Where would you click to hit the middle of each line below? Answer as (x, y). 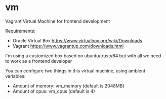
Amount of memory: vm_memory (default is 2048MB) (69, 86)
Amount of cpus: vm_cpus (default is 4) (54, 91)
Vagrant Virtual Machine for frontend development (58, 21)
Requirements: (20, 31)
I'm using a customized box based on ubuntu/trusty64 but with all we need (83, 56)
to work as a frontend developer (39, 61)
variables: (15, 76)
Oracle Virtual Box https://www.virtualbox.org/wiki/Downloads (77, 40)
